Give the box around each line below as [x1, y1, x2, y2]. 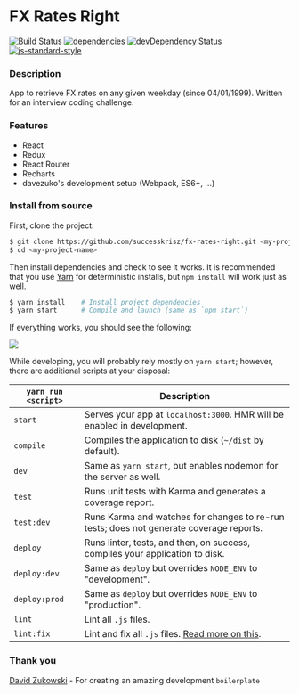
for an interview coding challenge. [9, 97, 135, 108]
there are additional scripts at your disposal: [9, 365, 171, 376]
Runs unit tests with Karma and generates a [84, 486, 266, 498]
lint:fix [13, 629, 51, 639]
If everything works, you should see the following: [9, 323, 193, 333]
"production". [84, 599, 141, 611]
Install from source [9, 200, 93, 212]
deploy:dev [13, 568, 60, 579]
